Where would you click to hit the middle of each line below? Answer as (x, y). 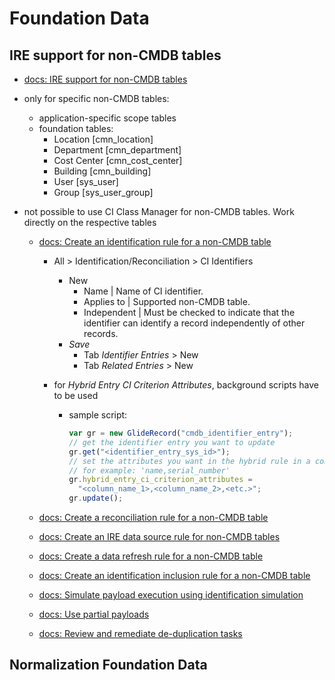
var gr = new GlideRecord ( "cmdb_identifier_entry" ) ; (181, 433)
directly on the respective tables (90, 222)
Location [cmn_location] (103, 139)
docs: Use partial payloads (94, 614)
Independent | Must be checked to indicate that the (189, 312)
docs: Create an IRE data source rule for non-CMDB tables (159, 536)
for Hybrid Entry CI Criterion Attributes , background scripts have (186, 385)
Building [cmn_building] (102, 171)
